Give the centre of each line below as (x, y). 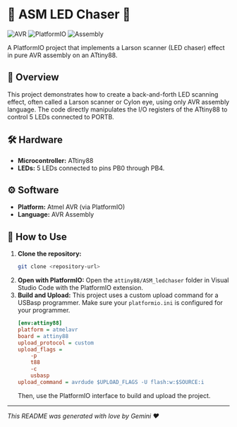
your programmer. (44, 311)
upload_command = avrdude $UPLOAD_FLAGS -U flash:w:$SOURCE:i (111, 382)
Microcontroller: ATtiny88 (55, 160)
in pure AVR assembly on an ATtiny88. (62, 55)
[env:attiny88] (40, 323)
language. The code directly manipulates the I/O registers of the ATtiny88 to (117, 109)
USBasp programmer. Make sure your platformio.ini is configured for (120, 303)
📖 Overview (33, 77)
